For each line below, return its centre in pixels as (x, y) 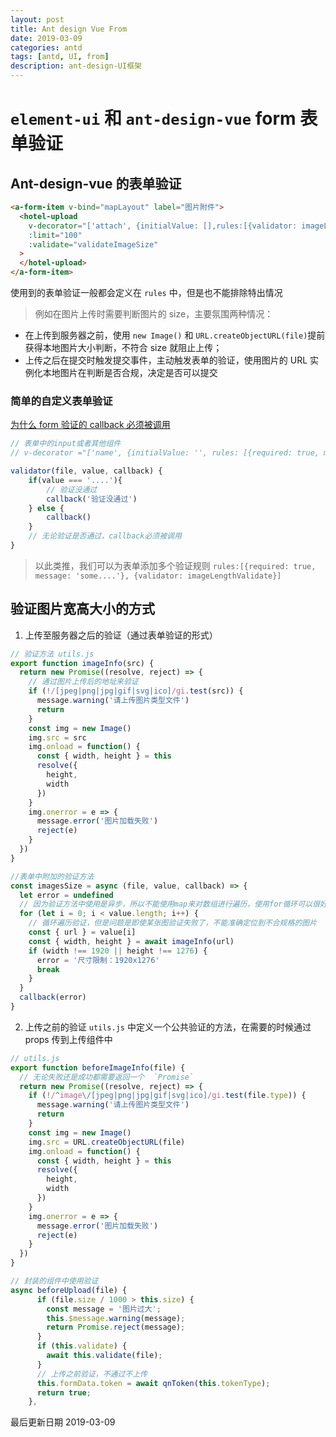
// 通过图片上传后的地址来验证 (83, 682)
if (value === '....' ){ (75, 480)
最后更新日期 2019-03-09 (63, 1422)
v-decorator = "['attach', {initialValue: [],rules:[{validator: (163, 226)
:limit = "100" (55, 235)
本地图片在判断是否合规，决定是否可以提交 (130, 372)
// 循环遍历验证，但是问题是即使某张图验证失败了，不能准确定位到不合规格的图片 (173, 923)
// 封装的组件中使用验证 (54, 1281)
